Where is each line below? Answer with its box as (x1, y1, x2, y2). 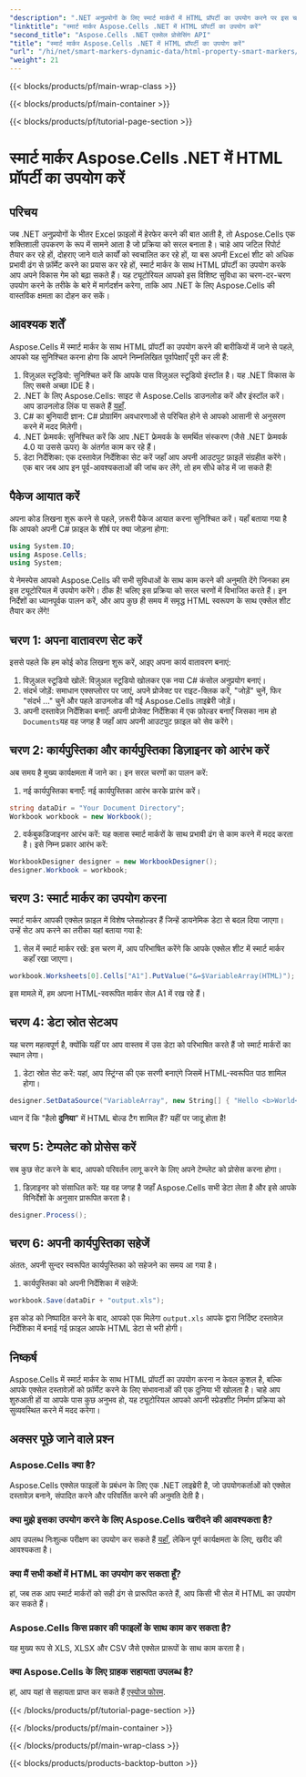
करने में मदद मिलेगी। (22, 421, 84, 432)
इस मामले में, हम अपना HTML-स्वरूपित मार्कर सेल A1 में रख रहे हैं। (9, 988, 206, 999)
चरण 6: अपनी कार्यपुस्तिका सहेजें (9, 1235, 150, 1251)
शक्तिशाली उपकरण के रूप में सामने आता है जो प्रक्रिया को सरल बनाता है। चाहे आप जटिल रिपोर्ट (9, 239, 281, 250)
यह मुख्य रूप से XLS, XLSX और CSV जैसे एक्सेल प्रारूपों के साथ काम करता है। (9, 1642, 246, 1653)
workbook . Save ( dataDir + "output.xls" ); (9, 1296, 166, 1305)
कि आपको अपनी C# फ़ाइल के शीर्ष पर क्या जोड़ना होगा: (9, 523, 169, 534)
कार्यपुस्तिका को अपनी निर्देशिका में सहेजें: (22, 1278, 138, 1289)
